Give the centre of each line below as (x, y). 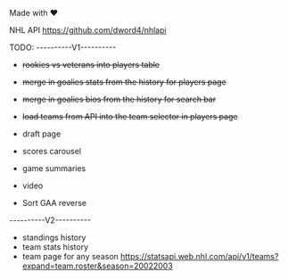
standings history (54, 237)
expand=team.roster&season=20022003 (98, 266)
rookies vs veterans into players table (91, 65)
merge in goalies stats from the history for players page (124, 82)
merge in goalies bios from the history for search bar (119, 99)
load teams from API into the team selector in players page (130, 116)
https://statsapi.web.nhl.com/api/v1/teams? (199, 256)
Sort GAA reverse (54, 203)
